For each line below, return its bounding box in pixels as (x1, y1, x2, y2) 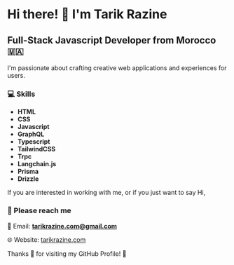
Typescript (17, 137, 50, 146)
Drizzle (17, 175, 39, 183)
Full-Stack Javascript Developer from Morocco (7, 34, 216, 46)
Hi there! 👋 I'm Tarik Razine (7, 6, 167, 22)
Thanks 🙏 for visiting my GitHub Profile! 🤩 (7, 249, 127, 258)
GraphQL (17, 130, 45, 139)
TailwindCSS (17, 145, 56, 154)
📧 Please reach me (7, 206, 71, 216)
